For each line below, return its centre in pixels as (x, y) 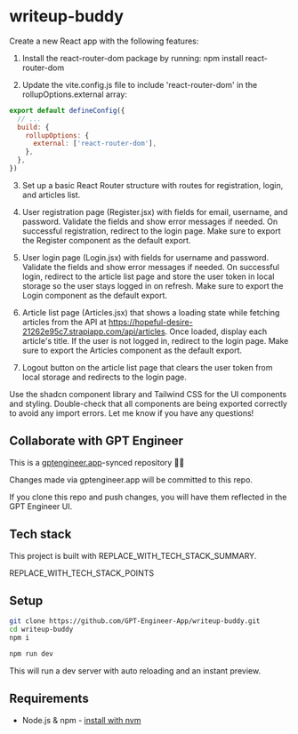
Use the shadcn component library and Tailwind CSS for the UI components (148, 394)
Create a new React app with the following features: (104, 41)
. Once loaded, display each (216, 331)
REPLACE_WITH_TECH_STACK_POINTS (81, 573)
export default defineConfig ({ (67, 110)
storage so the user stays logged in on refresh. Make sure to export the (153, 285)
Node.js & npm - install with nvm (81, 720)
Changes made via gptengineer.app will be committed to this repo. (131, 479)
